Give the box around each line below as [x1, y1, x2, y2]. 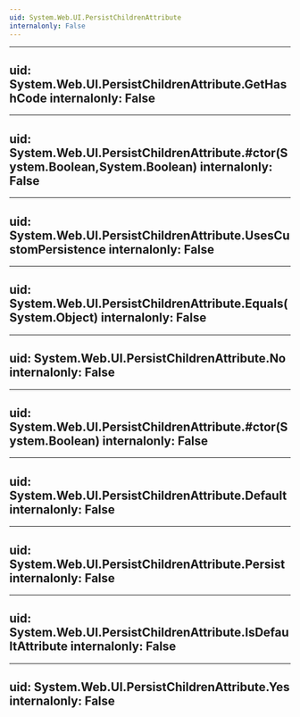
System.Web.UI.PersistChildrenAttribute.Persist [9, 556, 286, 571]
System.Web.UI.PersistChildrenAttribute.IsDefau [9, 625, 289, 640]
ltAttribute [9, 639, 69, 654]
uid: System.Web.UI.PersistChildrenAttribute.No [9, 351, 287, 366]
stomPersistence [9, 242, 106, 257]
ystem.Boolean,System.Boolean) [9, 159, 198, 174]
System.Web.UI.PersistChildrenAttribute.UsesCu [9, 228, 290, 243]
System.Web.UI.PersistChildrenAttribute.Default [9, 488, 287, 503]
